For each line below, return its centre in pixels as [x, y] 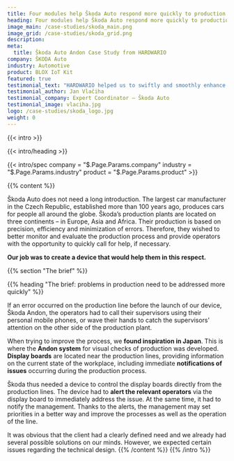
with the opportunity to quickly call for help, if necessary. [89, 243]
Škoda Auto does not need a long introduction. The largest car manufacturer [117, 199]
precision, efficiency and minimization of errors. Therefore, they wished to [114, 228]
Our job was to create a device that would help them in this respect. [107, 257]
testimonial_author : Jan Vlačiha [56, 92]
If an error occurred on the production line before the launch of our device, [115, 305]
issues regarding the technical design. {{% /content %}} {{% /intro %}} [109, 449]
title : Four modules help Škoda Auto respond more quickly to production [117, 14]
